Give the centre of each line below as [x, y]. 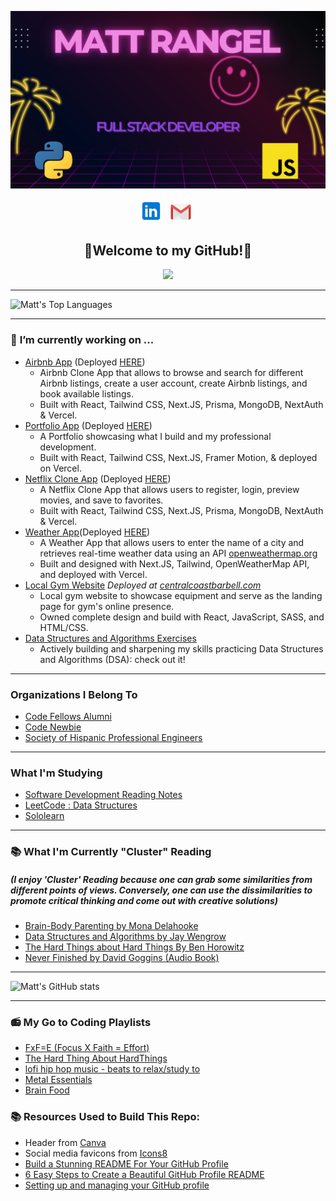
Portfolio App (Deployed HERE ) [88, 425]
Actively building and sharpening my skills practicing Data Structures [181, 648]
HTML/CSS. [64, 627]
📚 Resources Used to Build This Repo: [105, 1117]
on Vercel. [60, 468]
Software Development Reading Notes [103, 795]
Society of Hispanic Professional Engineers [113, 737]
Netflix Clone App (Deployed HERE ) [98, 478]
